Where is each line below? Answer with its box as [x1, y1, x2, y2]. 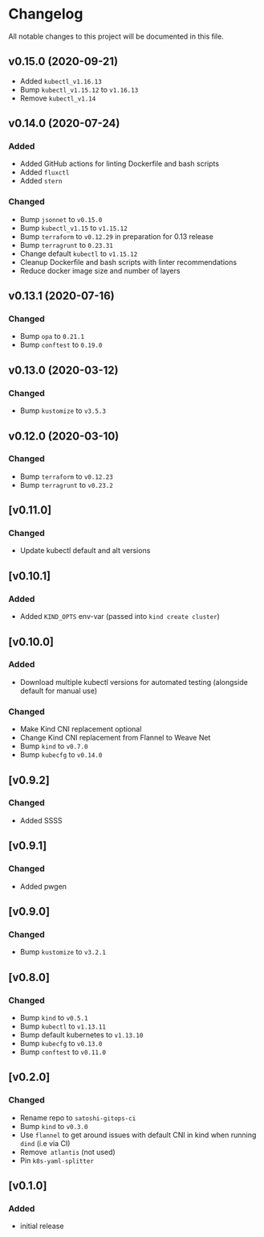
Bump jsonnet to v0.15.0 [19, 214, 103, 224]
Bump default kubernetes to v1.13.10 [19, 1029, 144, 1039]
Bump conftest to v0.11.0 [19, 1047, 107, 1057]
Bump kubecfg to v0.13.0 [19, 1038, 103, 1048]
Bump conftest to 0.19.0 [19, 340, 103, 350]
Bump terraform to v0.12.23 [19, 472, 114, 481]
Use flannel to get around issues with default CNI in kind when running [19, 1130, 257, 1140]
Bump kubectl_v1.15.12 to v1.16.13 [19, 85, 139, 94]
